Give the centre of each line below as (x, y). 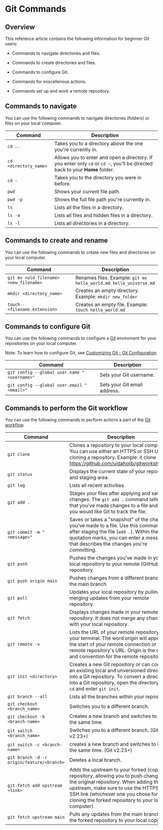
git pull (17, 598)
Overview (20, 27)
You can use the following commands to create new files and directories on (80, 252)
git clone (19, 454)
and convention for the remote (104, 657)
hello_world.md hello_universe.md (115, 283)
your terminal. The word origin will (108, 638)
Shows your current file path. (87, 191)
